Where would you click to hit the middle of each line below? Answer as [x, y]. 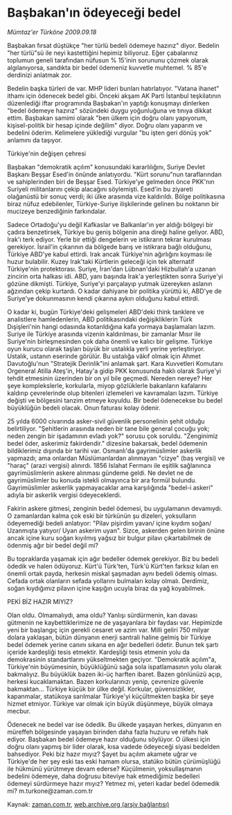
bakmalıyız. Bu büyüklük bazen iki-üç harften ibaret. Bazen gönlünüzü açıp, [115, 674]
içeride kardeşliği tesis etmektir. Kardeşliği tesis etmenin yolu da [99, 652]
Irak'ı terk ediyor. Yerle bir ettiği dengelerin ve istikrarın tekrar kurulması [109, 239]
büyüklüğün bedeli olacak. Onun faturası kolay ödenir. [84, 407]
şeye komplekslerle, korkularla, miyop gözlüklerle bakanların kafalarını [107, 385]
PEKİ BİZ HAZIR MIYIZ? [40, 601]
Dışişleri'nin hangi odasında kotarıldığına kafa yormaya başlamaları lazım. [111, 326]
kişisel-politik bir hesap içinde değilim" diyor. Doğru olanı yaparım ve [105, 125]
